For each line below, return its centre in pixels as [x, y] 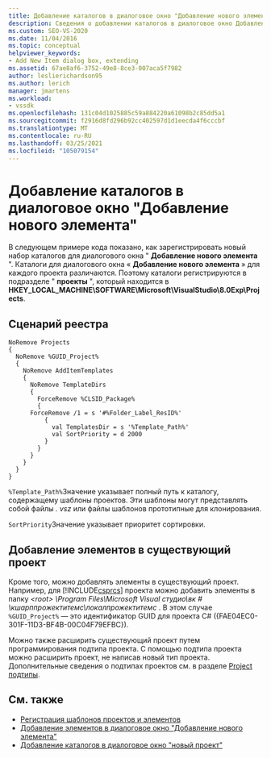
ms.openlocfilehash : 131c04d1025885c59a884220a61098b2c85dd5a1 [117, 114]
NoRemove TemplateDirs [68, 385]
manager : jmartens [39, 91]
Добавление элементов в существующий [120, 550]
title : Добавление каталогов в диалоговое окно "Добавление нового [124, 16]
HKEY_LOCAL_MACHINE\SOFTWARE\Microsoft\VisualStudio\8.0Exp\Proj [134, 290]
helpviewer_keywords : [45, 53]
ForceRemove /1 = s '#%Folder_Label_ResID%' [106, 413]
